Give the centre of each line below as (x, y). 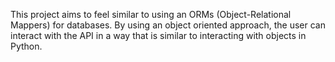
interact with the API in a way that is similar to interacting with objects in (158, 35)
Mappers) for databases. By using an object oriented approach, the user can (168, 25)
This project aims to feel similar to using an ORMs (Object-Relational (151, 14)
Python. (26, 46)
